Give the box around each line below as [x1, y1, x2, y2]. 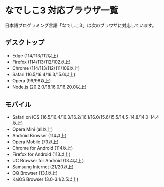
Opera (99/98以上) [12, 77, 51, 83]
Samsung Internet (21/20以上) [12, 164, 74, 170]
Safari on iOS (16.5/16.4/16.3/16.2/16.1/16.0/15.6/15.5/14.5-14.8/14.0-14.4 [12, 114, 159, 120]
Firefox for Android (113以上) [12, 151, 71, 157]
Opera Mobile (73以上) [12, 139, 59, 145]
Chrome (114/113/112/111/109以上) [12, 65, 80, 71]
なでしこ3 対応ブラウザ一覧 [5, 5, 119, 16]
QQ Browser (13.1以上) [12, 170, 58, 176]
